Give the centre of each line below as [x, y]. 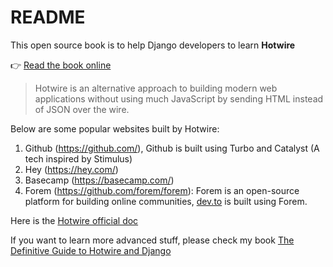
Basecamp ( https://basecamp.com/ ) [99, 180]
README [48, 17]
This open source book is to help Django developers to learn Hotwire [153, 45]
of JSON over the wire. [82, 109]
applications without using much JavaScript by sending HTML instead [179, 98]
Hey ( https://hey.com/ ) [71, 169]
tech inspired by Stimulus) [78, 158]
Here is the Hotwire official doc [74, 220]
